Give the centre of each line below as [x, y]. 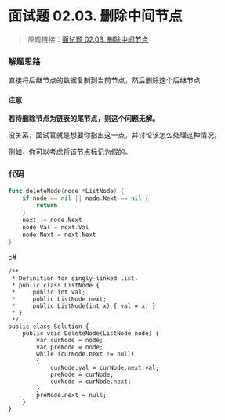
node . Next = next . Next [59, 235]
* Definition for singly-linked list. [75, 278]
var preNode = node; [70, 347]
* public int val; [49, 292]
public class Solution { [49, 327]
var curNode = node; [70, 340]
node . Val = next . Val [56, 228]
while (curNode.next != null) [85, 354]
